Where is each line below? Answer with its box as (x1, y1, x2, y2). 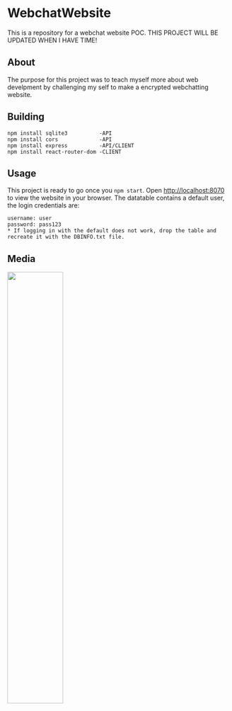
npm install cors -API (7, 136, 112, 143)
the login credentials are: (7, 201, 80, 210)
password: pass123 (7, 221, 62, 228)
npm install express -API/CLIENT (7, 142, 134, 149)
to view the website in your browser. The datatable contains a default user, (7, 193, 225, 203)
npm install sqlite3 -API (7, 130, 112, 137)
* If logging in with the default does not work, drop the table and (7, 227, 217, 234)
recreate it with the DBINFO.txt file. (7, 234, 125, 241)
